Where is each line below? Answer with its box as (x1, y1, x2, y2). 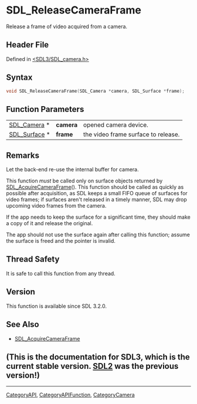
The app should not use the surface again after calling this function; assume (6, 231, 191, 238)
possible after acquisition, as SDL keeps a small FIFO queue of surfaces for (6, 190, 188, 197)
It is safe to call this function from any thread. (6, 270, 116, 277)
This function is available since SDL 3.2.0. (6, 303, 107, 310)
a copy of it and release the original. (6, 220, 93, 227)
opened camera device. (83, 121, 148, 129)
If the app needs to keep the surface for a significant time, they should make (6, 213, 191, 220)
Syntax (6, 73, 33, 83)
